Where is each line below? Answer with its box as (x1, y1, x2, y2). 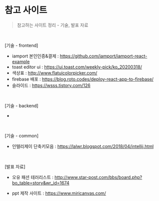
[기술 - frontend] (4, 42, 38, 48)
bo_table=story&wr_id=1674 (11, 179, 69, 185)
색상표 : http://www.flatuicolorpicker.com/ (11, 69, 97, 75)
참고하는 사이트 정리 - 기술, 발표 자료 (16, 22, 88, 28)
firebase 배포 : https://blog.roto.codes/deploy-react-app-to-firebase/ (11, 76, 153, 82)
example (11, 58, 30, 64)
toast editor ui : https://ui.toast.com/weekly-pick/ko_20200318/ (11, 63, 142, 70)
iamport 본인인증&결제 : (11, 53, 59, 59)
